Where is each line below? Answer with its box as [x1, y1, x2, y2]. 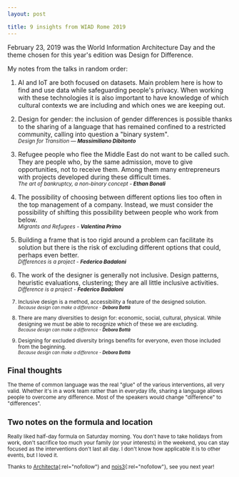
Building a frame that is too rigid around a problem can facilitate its [17, 235, 214, 244]
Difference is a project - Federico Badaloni [17, 286, 123, 293]
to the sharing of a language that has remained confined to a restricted [17, 122, 226, 130]
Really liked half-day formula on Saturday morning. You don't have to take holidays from [7, 433, 223, 440]
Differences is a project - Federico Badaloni [17, 258, 127, 265]
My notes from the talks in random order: [7, 64, 128, 73]
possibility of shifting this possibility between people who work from [17, 207, 219, 216]
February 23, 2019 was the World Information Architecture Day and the [7, 43, 215, 51]
